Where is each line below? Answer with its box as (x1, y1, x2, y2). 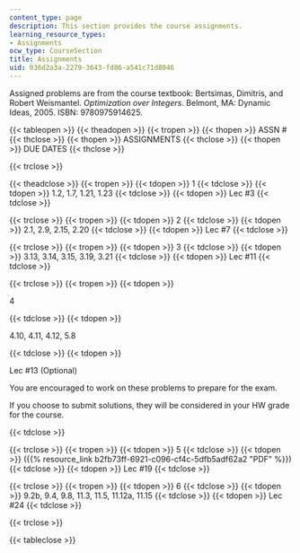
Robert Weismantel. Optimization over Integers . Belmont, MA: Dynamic (9, 97, 271, 108)
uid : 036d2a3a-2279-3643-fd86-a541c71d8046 (9, 64, 175, 73)
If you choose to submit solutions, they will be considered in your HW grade (9, 399, 290, 410)
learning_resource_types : (9, 30, 106, 39)
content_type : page (9, 13, 83, 22)
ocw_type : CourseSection (9, 47, 102, 56)
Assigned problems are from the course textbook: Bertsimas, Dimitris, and (9, 87, 284, 99)
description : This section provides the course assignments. (9, 22, 243, 31)
